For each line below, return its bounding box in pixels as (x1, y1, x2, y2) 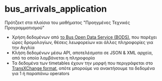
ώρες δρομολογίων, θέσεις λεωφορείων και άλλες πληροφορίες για (11, 39, 153, 45)
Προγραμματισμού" (4, 24, 45, 30)
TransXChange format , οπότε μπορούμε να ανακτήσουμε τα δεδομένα (11, 65, 155, 71)
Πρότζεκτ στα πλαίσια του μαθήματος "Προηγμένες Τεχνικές (4, 20, 131, 25)
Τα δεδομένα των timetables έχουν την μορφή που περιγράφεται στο (11, 60, 153, 66)
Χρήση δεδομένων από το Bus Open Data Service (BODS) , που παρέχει (11, 34, 157, 40)
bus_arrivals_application (4, 3, 107, 15)
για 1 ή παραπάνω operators (11, 70, 70, 76)
